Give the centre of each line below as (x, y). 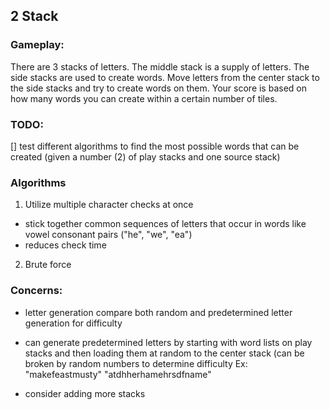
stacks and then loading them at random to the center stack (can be (164, 353)
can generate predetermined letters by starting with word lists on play (168, 342)
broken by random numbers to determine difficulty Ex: (136, 363)
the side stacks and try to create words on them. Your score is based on (158, 88)
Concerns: (36, 291)
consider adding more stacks (85, 393)
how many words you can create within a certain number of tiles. (144, 98)
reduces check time (65, 245)
